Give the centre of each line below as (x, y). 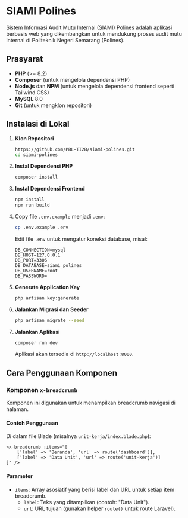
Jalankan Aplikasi (37, 332)
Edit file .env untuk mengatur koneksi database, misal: (81, 239)
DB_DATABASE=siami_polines (48, 265)
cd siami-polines (36, 155)
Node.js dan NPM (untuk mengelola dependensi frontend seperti (94, 86)
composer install (36, 177)
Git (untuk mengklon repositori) (53, 105)
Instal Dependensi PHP (44, 166)
